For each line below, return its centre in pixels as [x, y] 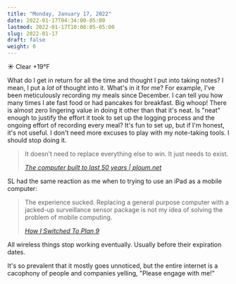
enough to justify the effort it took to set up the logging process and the [111, 118]
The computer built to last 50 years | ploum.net [93, 167]
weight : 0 [22, 47]
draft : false [26, 40]
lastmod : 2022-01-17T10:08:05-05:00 [61, 27]
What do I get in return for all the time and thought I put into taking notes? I [116, 80]
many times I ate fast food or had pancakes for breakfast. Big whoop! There [117, 103]
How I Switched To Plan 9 [62, 231]
